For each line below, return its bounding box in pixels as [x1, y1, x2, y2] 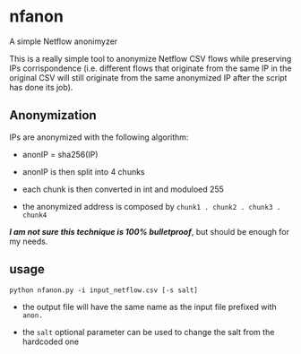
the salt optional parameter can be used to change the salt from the [21, 326, 275, 337]
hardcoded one [21, 336, 80, 347]
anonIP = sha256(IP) [21, 149, 99, 160]
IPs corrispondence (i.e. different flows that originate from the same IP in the [9, 63, 292, 73]
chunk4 [21, 211, 47, 220]
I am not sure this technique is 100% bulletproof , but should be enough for [9, 226, 289, 237]
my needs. [9, 236, 48, 246]
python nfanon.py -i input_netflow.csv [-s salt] [9, 285, 199, 295]
